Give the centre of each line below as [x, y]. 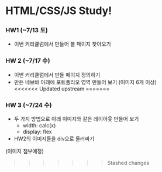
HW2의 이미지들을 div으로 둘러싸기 [54, 139]
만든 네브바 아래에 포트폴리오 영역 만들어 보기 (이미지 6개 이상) [85, 82]
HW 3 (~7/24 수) [29, 105]
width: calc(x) [39, 126]
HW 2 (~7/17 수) [28, 61]
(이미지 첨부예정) [25, 151]
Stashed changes [128, 163]
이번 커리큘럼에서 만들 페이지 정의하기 [57, 75]
